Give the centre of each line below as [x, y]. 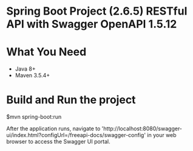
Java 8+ [25, 69]
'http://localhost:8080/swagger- [142, 128]
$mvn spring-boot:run [34, 117]
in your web [162, 135]
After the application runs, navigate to [53, 128]
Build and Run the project [71, 100]
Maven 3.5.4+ [32, 75]
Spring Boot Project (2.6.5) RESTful [97, 11]
